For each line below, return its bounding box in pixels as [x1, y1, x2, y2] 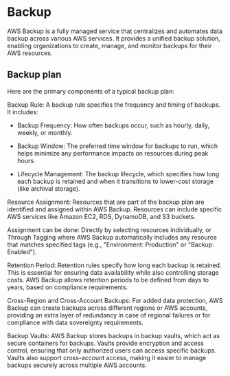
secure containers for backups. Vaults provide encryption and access [7, 339, 204, 347]
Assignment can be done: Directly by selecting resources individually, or [7, 225, 211, 234]
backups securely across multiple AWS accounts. [7, 361, 148, 369]
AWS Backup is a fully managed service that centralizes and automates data [7, 27, 223, 35]
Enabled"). [7, 247, 37, 255]
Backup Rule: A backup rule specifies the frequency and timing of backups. [7, 101, 221, 109]
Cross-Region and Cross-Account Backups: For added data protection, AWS [7, 296, 223, 304]
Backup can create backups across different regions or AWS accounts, [7, 304, 208, 312]
